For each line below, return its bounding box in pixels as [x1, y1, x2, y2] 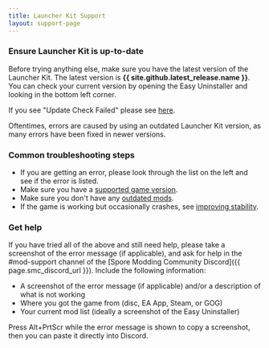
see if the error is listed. [19, 176, 99, 186]
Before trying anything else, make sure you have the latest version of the [8, 63, 249, 73]
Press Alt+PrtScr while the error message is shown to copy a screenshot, [8, 322, 251, 332]
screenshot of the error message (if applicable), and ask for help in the [8, 248, 243, 258]
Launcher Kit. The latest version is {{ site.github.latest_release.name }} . [8, 72, 251, 82]
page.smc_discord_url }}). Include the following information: [8, 266, 206, 276]
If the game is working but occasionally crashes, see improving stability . [19, 202, 259, 211]
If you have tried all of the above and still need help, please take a [8, 240, 226, 250]
